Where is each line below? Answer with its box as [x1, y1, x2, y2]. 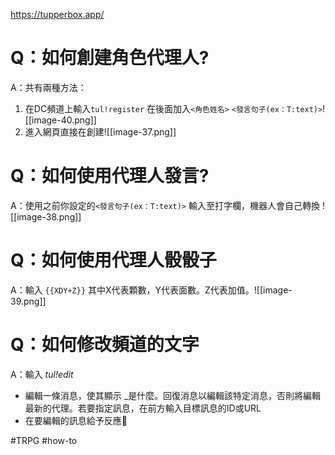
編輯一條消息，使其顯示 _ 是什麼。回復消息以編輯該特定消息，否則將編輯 [24, 389, 322, 401]
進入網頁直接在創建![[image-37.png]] [24, 125, 177, 138]
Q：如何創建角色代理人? [10, 47, 210, 69]
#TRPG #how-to [10, 434, 78, 446]
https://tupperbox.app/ [10, 9, 105, 20]
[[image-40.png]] [24, 114, 97, 126]
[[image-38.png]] [10, 210, 82, 223]
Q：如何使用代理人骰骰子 [10, 249, 217, 272]
